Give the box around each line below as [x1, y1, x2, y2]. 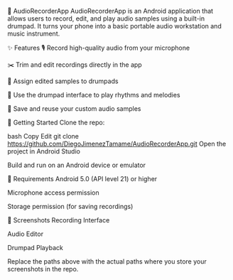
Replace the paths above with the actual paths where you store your [7, 257, 207, 266]
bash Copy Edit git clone [7, 132, 80, 140]
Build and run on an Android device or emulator [7, 161, 146, 169]
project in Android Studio [7, 147, 80, 156]
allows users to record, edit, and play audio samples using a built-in [7, 14, 205, 23]
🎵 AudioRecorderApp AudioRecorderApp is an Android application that [7, 7, 214, 15]
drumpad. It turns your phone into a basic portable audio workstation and [7, 22, 222, 30]
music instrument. [7, 29, 60, 38]
